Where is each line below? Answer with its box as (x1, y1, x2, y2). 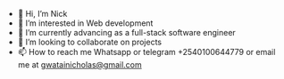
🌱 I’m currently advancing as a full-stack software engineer (17, 28, 237, 37)
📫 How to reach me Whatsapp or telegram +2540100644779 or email (17, 47, 276, 57)
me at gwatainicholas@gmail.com (17, 59, 143, 70)
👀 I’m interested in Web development (17, 18, 154, 28)
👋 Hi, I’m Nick (17, 9, 68, 19)
